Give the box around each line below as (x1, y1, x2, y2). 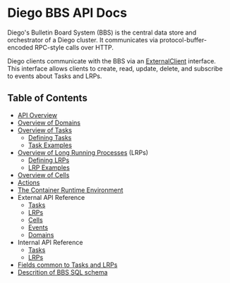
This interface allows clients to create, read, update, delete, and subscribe (7, 64, 224, 73)
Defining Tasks (28, 133, 72, 141)
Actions (17, 178, 40, 187)
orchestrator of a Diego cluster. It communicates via (7, 35, 159, 44)
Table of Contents (7, 92, 88, 104)
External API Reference (17, 193, 85, 201)
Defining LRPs (28, 156, 70, 164)
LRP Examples (28, 163, 71, 172)
